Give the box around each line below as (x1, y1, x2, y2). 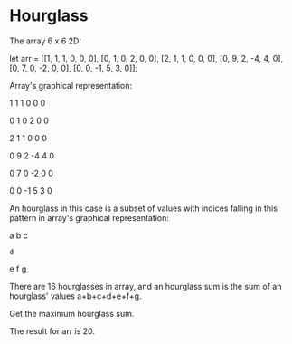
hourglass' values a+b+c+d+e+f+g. (9, 291, 142, 301)
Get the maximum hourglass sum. (9, 308, 135, 319)
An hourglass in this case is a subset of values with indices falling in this (9, 203, 278, 214)
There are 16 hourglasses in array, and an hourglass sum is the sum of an (9, 281, 282, 291)
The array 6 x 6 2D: (9, 35, 81, 46)
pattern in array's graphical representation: (9, 212, 169, 223)
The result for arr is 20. (9, 325, 96, 336)
